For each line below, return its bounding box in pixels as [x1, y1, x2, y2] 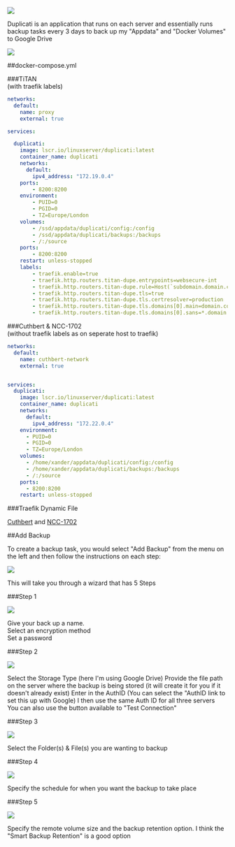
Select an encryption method [7, 626, 91, 635]
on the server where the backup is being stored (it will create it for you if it [7, 681, 221, 690]
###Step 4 [7, 758, 38, 766]
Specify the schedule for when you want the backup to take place [7, 784, 197, 792]
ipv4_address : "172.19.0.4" [32, 173, 114, 180]
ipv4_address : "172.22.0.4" [32, 420, 114, 427]
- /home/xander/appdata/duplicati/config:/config [25, 459, 173, 466]
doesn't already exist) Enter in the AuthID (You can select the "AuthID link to [7, 689, 226, 697]
